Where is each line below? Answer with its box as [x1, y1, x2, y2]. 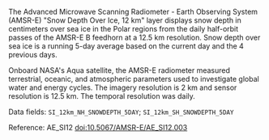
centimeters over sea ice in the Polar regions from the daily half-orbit [8, 24, 239, 33]
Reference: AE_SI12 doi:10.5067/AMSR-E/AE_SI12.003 [8, 123, 188, 132]
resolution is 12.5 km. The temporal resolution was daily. [8, 91, 196, 100]
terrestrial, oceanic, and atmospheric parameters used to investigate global [8, 74, 259, 83]
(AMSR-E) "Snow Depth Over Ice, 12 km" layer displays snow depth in [8, 15, 241, 25]
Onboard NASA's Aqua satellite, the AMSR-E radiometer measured [8, 66, 231, 75]
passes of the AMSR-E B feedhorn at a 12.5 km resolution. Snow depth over [8, 32, 261, 42]
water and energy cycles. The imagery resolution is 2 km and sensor [8, 83, 237, 92]
